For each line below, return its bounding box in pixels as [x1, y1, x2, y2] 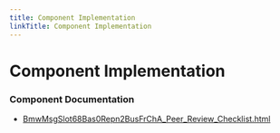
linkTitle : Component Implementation [9, 22, 152, 31]
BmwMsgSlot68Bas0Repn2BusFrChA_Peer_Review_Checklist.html [22, 113, 271, 124]
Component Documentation [9, 92, 135, 105]
